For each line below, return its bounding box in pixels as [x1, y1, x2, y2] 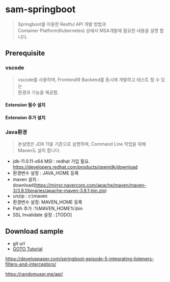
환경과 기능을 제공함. [17, 89, 59, 95]
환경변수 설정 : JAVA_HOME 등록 [12, 170, 79, 176]
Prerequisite [5, 49, 45, 58]
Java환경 [5, 129, 27, 136]
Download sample [5, 227, 64, 236]
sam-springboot [5, 4, 76, 15]
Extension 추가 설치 [5, 114, 46, 120]
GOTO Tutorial [12, 246, 43, 252]
